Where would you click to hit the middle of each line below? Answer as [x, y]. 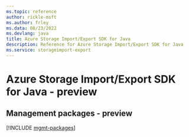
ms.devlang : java [27, 34]
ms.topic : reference [32, 12]
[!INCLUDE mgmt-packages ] [41, 128]
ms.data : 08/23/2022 [32, 28]
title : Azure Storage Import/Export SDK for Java [69, 39]
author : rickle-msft [32, 17]
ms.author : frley [27, 22]
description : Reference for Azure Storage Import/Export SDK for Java [95, 45]
